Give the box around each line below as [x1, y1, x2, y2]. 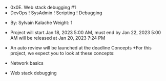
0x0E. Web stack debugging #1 [10, 5, 76, 10]
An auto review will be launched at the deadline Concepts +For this [10, 45, 152, 50]
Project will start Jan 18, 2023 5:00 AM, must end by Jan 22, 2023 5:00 [10, 30, 161, 35]
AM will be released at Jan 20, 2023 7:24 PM [10, 35, 106, 41]
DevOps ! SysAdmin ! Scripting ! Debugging [10, 10, 102, 16]
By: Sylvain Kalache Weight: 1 [10, 20, 73, 25]
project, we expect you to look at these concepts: [10, 50, 115, 56]
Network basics [10, 60, 44, 66]
